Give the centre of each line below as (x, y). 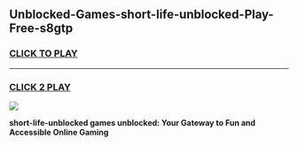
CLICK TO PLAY (43, 54)
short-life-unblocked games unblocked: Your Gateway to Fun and (132, 122)
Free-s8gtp (41, 29)
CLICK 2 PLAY (40, 87)
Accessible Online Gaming (59, 132)
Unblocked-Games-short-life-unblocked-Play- (141, 15)
